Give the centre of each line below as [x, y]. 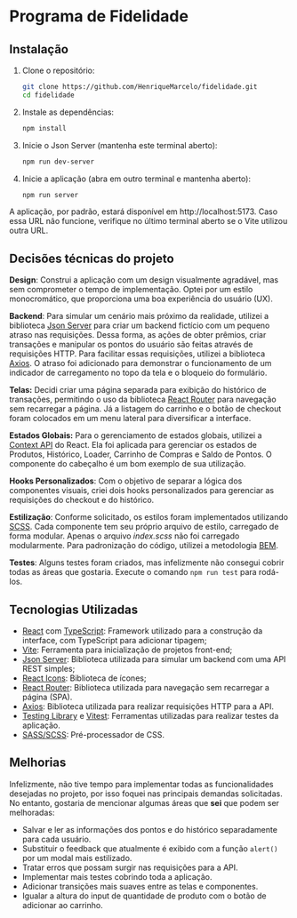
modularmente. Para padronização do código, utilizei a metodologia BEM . [144, 546]
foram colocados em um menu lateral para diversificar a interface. [130, 419]
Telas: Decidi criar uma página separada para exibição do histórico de [138, 390]
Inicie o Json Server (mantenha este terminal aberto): [120, 145]
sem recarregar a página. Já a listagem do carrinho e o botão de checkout [145, 409]
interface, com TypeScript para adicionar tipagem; [114, 640]
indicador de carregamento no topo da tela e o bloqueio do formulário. [138, 373]
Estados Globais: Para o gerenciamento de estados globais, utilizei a [136, 435]
